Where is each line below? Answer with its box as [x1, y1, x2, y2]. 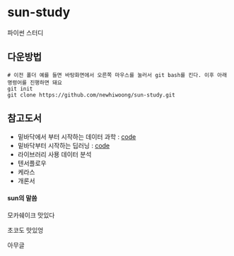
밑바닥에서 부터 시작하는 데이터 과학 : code [17, 132, 136, 141]
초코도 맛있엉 [7, 226, 44, 234]
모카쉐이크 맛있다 [7, 211, 55, 219]
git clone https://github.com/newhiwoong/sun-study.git [7, 91, 175, 99]
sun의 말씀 [7, 194, 37, 202]
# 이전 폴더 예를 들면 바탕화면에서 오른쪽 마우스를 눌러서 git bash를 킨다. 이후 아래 [7, 71, 228, 78]
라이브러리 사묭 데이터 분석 [17, 150, 92, 159]
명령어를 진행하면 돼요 [7, 79, 62, 86]
